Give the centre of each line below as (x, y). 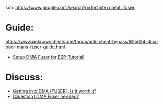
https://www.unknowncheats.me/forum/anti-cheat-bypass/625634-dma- (82, 41)
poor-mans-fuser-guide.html (35, 47)
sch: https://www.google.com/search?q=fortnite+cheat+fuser (70, 7)
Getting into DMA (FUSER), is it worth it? (55, 91)
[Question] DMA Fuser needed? (46, 96)
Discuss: (24, 77)
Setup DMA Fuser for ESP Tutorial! (48, 57)
